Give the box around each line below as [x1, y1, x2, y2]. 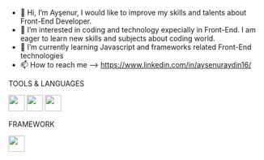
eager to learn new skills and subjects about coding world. [19, 33, 216, 43]
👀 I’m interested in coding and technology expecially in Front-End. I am [19, 25, 257, 34]
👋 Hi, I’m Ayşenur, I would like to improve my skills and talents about [19, 8, 247, 17]
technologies [19, 51, 64, 60]
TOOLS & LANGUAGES [8, 79, 85, 89]
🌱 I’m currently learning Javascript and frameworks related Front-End [19, 42, 252, 52]
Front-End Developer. [19, 16, 92, 26]
